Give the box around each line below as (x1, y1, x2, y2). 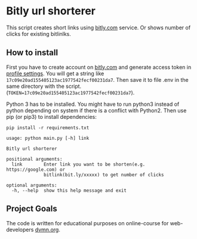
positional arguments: (6, 156, 63, 162)
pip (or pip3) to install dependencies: (6, 113, 97, 120)
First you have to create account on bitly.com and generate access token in (6, 63, 192, 71)
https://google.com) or (6, 166, 66, 173)
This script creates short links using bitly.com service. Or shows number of (6, 24, 191, 31)
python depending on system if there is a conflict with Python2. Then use (6, 106, 187, 114)
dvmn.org (35, 226, 59, 233)
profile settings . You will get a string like (6, 70, 104, 77)
